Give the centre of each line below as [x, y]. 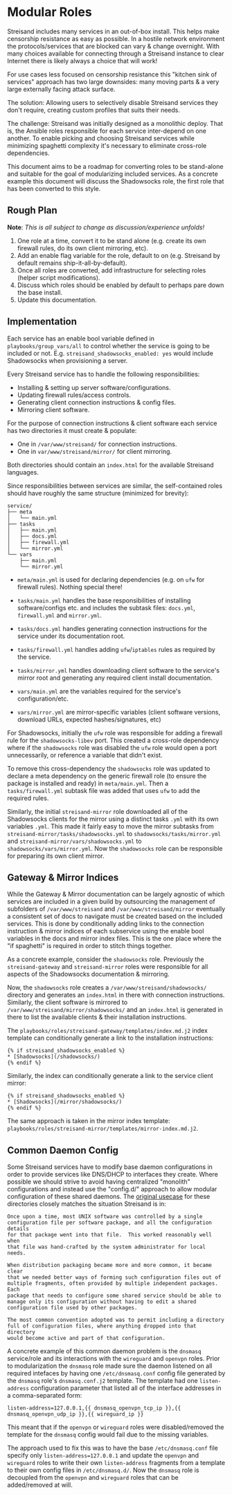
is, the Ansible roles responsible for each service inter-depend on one [107, 131]
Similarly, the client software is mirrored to [68, 1002]
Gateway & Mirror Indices [63, 877]
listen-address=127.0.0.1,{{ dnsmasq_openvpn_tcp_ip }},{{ [94, 1408]
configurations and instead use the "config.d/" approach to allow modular [112, 1189]
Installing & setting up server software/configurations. [94, 387]
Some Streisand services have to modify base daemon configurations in [110, 1167]
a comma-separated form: [45, 1396]
